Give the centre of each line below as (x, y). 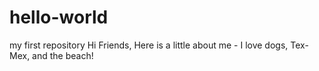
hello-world (59, 17)
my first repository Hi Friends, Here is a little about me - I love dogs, (149, 45)
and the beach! (63, 55)
